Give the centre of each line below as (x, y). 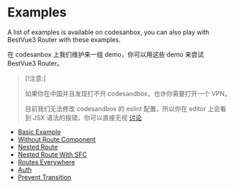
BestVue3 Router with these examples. (64, 39)
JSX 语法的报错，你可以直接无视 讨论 (87, 117)
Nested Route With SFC (52, 155)
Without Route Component (57, 139)
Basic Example (39, 132)
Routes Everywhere (46, 162)
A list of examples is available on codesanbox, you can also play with (108, 32)
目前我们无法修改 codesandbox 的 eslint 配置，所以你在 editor (115, 108)
